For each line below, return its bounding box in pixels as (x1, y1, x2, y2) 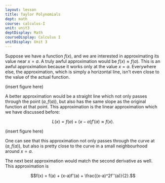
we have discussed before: (5, 109, 60, 115)
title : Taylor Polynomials (5, 12, 61, 17)
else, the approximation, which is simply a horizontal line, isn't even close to (5, 69, 160, 75)
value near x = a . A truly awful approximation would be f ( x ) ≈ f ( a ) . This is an (5, 58, 161, 64)
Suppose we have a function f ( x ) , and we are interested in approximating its (5, 53, 160, 59)
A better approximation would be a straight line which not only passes (5, 93, 147, 99)
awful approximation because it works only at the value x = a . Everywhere (5, 63, 157, 69)
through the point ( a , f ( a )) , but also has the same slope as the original (5, 98, 146, 104)
